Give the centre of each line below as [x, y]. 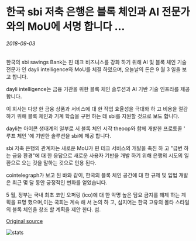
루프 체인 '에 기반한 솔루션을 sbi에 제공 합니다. [59, 136]
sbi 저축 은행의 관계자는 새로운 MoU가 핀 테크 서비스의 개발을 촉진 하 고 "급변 [94, 148]
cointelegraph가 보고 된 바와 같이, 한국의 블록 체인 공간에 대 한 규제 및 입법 [92, 175]
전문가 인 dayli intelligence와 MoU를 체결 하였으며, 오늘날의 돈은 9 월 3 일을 [94, 69]
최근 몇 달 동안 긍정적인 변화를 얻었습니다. [60, 183]
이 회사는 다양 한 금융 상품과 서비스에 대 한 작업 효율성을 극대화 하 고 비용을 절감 [97, 109]
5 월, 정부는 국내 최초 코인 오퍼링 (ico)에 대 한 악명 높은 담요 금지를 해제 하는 [93, 195]
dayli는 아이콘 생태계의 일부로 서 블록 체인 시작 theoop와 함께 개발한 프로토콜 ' [96, 128]
